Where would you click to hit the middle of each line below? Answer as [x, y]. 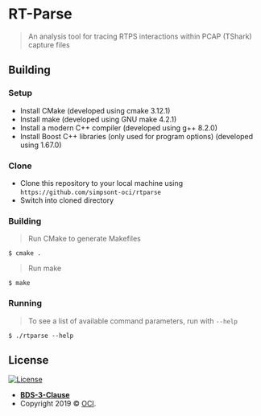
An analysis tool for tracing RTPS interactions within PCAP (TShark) [140, 36]
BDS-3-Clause [45, 395]
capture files [49, 44]
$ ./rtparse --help [41, 336]
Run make [45, 268]
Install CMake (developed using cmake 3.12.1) [95, 110]
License [29, 360]
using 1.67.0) [41, 145]
